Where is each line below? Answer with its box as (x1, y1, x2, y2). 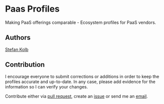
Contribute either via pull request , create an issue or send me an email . (5, 93, 148, 99)
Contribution (5, 61, 45, 69)
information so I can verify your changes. (5, 84, 88, 89)
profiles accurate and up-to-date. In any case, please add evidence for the (5, 79, 156, 85)
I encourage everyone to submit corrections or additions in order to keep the (5, 73, 160, 79)
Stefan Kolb (5, 46, 28, 52)
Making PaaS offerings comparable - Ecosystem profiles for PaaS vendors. (5, 19, 157, 25)
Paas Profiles (5, 3, 60, 15)
